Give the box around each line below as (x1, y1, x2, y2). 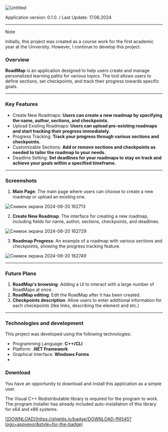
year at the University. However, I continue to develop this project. (5, 44, 141, 49)
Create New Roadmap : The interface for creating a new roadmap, (12, 213, 148, 219)
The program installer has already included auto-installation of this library (5, 400, 156, 407)
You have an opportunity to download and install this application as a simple (5, 380, 161, 386)
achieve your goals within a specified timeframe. (12, 160, 116, 166)
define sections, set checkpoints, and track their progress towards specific (5, 78, 159, 84)
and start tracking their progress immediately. (12, 128, 110, 134)
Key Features (5, 100, 38, 107)
